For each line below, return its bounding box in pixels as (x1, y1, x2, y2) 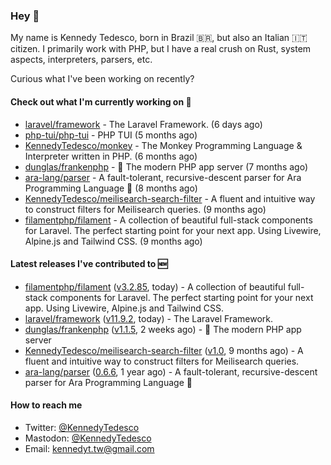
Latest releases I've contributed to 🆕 (10, 258, 168, 270)
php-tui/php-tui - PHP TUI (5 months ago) (24, 129, 198, 141)
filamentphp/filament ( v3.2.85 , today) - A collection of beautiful (24, 280, 286, 293)
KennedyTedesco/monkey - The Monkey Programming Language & (24, 139, 303, 151)
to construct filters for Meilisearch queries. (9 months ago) (24, 203, 267, 215)
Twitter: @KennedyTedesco (24, 421, 140, 433)
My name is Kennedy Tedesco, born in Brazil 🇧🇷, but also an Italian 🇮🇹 (10, 32, 308, 44)
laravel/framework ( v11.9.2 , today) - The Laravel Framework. (24, 312, 274, 324)
